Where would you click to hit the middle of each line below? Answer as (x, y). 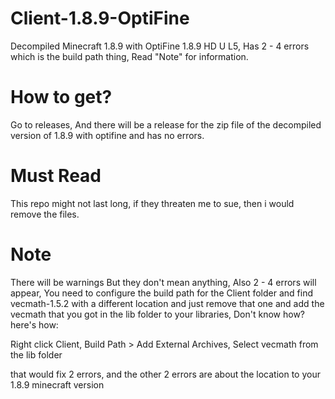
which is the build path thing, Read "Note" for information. (129, 56)
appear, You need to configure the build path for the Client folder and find (162, 293)
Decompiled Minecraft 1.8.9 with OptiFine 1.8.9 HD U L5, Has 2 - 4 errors (160, 46)
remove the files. (45, 214)
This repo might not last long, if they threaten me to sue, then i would (152, 203)
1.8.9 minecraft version (57, 384)
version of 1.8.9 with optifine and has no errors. (107, 135)
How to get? (61, 97)
